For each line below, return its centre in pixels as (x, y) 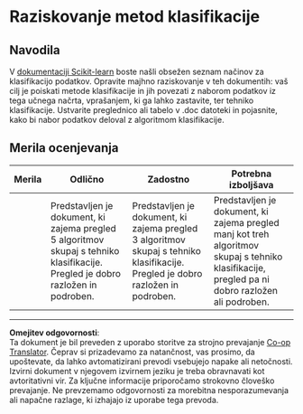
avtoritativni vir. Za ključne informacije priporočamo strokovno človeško (142, 381)
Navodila (35, 50)
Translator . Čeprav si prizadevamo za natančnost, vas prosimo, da (132, 352)
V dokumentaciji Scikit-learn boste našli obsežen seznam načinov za (137, 71)
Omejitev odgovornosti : (55, 333)
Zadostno (169, 179)
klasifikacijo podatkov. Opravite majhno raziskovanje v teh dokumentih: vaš (149, 81)
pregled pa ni (242, 279)
